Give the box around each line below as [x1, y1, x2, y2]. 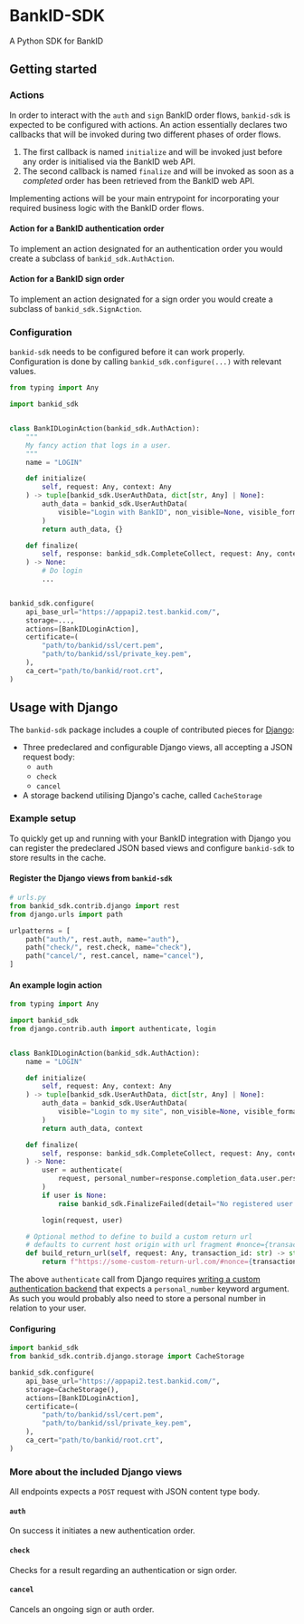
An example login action [9, 980, 102, 991]
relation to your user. [9, 1302, 87, 1314]
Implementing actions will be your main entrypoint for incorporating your [9, 192, 280, 204]
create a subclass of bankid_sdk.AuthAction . [9, 253, 175, 264]
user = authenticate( [42, 1165, 124, 1174]
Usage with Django [9, 700, 119, 716]
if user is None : [42, 1191, 107, 1200]
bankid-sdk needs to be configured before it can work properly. [9, 346, 246, 358]
